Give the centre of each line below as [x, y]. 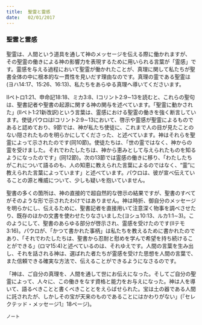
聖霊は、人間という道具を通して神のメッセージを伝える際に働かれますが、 [99, 54]
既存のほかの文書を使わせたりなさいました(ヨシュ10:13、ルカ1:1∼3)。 [103, 216]
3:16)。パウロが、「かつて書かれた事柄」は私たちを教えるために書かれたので [101, 231]
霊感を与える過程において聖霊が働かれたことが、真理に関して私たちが [103, 69]
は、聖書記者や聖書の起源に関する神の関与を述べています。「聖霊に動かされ [100, 105]
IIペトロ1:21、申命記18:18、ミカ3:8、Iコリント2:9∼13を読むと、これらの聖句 [101, 97]
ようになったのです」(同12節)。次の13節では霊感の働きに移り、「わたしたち [99, 157]
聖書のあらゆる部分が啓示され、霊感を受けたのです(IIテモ [114, 223]
